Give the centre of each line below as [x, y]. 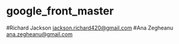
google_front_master [60, 11]
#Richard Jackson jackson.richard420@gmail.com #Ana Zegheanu [90, 28]
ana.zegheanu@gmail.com [39, 34]
